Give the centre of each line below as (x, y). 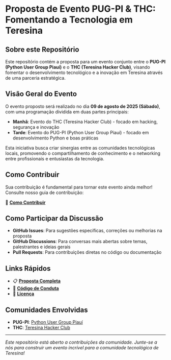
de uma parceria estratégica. (36, 78)
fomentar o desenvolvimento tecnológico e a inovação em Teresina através (84, 73)
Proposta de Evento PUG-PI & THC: (81, 9)
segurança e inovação (36, 127)
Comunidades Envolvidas (47, 310)
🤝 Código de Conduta (36, 289)
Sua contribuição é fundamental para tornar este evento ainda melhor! (79, 187)
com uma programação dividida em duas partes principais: (67, 112)
